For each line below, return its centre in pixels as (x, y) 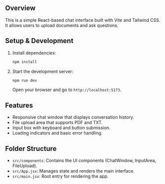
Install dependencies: (34, 53)
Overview (21, 8)
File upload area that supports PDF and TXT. (57, 123)
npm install (24, 62)
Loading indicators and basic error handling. (57, 133)
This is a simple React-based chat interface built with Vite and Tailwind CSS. (83, 20)
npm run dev (24, 80)
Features (19, 105)
